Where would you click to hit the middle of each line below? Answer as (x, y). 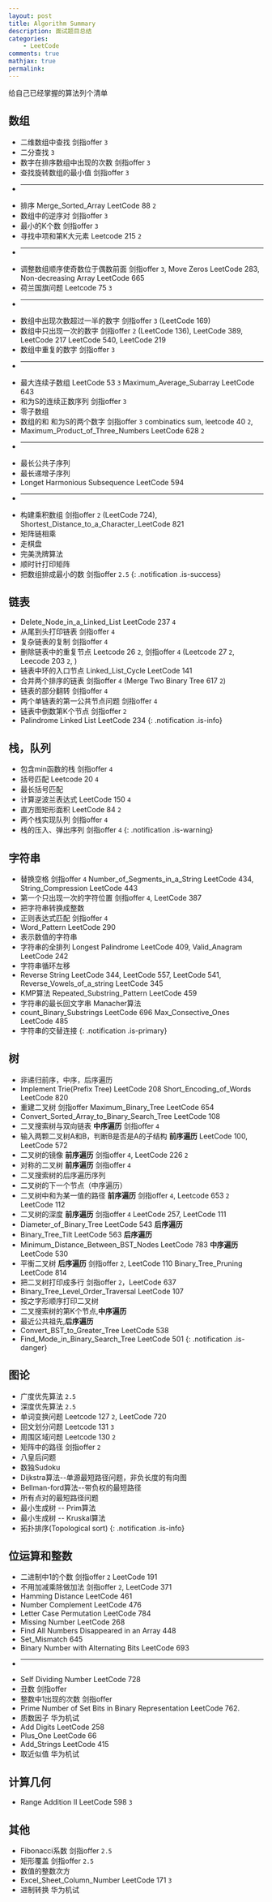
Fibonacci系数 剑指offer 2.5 (66, 1851)
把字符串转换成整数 (52, 908)
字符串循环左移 (45, 966)
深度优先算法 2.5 (48, 1406)
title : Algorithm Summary (52, 24)
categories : (28, 39)
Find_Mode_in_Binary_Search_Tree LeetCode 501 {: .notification (126, 1339)
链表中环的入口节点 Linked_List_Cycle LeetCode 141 (106, 671)
